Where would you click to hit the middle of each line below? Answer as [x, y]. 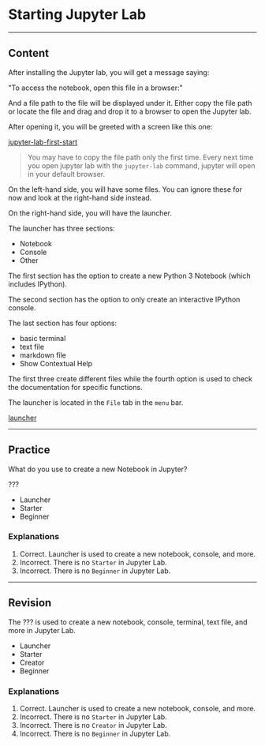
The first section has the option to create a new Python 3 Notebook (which [129, 276]
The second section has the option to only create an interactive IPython [124, 299]
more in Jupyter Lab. [42, 630]
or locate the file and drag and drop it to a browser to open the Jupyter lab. [130, 111]
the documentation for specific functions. [76, 387]
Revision [30, 603]
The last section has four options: [62, 323]
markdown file [43, 355]
